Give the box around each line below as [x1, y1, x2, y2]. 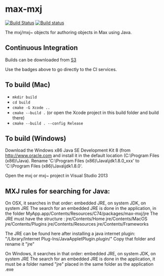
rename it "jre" [5, 241, 35, 247]
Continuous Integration [5, 43, 78, 52]
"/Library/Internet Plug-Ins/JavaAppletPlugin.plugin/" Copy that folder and [5, 236, 155, 242]
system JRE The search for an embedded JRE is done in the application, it [5, 256, 155, 262]
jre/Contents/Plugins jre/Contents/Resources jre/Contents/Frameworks [5, 221, 149, 227]
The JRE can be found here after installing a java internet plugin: [5, 231, 135, 237]
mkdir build [12, 95, 37, 100]
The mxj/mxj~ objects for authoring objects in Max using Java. [5, 29, 132, 35]
